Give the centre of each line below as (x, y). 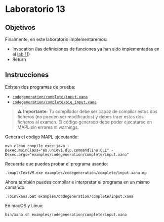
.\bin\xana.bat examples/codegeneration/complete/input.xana (69, 196)
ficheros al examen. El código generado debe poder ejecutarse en (84, 122)
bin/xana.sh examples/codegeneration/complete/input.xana (66, 215)
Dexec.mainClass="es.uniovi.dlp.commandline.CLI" (57, 150)
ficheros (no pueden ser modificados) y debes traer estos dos (81, 116)
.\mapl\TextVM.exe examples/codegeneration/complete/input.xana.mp (76, 173)
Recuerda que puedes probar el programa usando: (57, 164)
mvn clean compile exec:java (35, 146)
